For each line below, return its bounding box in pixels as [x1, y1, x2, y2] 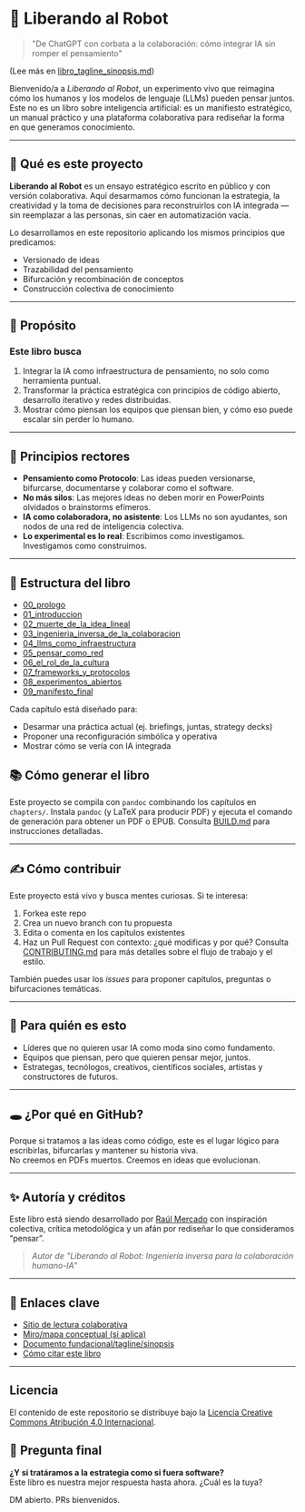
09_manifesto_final [22, 686, 93, 697]
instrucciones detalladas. [9, 825, 103, 836]
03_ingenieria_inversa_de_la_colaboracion [22, 628, 182, 639]
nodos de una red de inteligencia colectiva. [22, 521, 184, 532]
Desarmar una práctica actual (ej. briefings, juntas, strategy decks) [22, 722, 273, 732]
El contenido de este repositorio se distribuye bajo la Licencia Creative [9, 1407, 273, 1418]
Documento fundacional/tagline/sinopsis [22, 1338, 175, 1349]
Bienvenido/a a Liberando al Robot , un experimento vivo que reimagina [9, 83, 275, 93]
